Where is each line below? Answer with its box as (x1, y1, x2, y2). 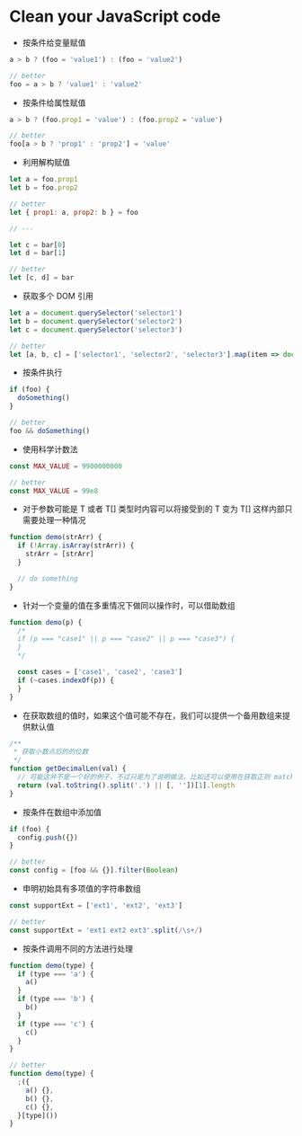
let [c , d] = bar (9, 273, 75, 282)
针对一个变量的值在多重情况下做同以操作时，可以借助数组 (22, 599, 235, 610)
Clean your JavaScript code (9, 6, 221, 27)
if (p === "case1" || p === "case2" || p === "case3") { (17, 635, 235, 643)
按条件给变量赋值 (22, 37, 86, 48)
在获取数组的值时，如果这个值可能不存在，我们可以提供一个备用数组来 (22, 710, 283, 721)
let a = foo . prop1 (9, 175, 78, 184)
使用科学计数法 (22, 443, 78, 455)
